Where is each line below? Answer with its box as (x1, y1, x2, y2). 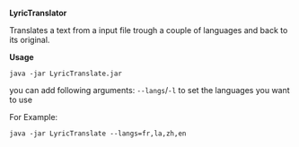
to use (9, 94, 33, 105)
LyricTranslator (9, 8, 67, 18)
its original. (9, 35, 50, 45)
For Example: (9, 112, 58, 122)
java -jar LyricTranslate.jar (9, 69, 123, 78)
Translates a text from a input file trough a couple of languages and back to (9, 25, 288, 35)
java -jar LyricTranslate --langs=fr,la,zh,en (9, 129, 187, 138)
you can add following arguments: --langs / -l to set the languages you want (9, 85, 290, 95)
